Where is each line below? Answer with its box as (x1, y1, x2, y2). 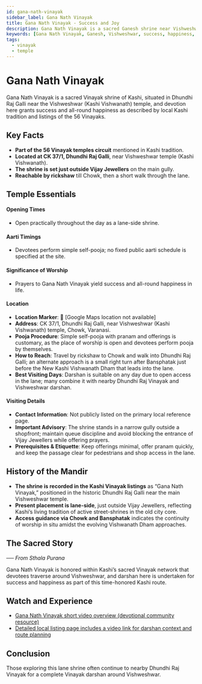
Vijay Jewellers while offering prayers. (14, 436, 110, 444)
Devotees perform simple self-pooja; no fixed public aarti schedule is (14, 246, 186, 254)
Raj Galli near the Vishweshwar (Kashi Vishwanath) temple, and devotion (6, 100, 186, 107)
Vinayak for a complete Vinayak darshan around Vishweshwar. (6, 671, 161, 678)
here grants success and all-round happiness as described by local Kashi (6, 106, 188, 114)
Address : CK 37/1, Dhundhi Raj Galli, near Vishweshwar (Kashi (14, 320, 170, 327)
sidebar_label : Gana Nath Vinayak (6, 14, 93, 20)
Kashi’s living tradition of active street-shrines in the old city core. (14, 508, 177, 515)
